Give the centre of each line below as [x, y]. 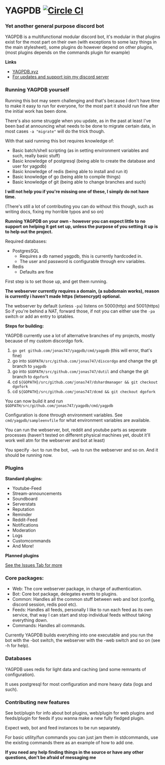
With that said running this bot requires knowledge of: [60, 140]
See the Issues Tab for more [34, 565]
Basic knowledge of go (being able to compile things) [66, 177]
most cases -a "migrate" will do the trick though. [55, 131]
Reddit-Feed [25, 520]
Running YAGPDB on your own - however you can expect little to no [75, 221]
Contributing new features [37, 702]
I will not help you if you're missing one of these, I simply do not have [77, 191]
